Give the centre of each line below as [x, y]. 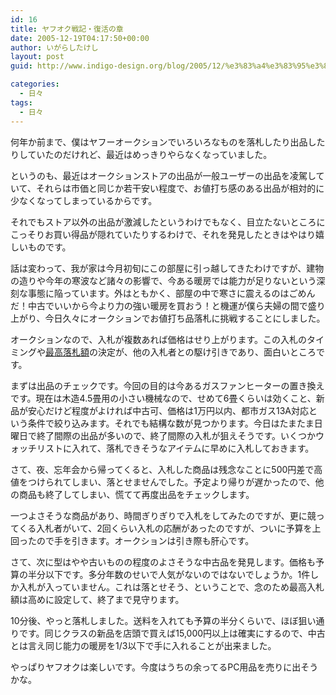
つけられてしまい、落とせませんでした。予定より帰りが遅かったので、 [171, 482]
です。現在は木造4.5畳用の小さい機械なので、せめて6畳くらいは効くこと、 [163, 398]
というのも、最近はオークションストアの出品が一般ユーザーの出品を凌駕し [163, 175]
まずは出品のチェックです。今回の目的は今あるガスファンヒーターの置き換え [167, 385]
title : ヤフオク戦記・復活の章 [67, 29]
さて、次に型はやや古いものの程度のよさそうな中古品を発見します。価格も [163, 562]
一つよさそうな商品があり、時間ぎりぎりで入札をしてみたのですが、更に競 [163, 515]
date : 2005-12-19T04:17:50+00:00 [80, 38]
